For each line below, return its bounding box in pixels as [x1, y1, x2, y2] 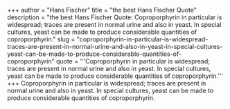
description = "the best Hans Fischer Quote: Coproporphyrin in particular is [7, 13, 222, 21]
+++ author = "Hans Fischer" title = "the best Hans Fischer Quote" [7, 6, 197, 14]
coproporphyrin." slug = [7, 35, 76, 43]
